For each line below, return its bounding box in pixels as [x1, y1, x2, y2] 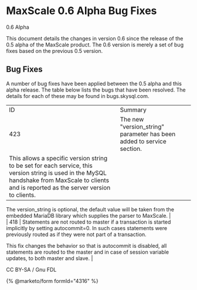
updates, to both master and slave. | [6, 254, 93, 262]
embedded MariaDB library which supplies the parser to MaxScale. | [6, 212, 171, 219]
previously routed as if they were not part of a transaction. [6, 231, 147, 238]
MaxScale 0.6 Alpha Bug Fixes [6, 4, 157, 18]
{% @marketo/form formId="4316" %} [6, 277, 98, 284]
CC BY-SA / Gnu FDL [6, 266, 57, 273]
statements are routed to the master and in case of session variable [6, 248, 169, 255]
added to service [120, 137, 167, 145]
